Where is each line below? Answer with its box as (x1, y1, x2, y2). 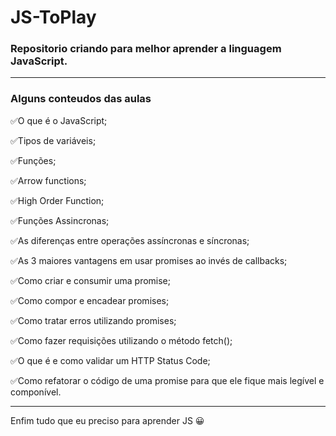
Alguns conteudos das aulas (10, 92, 152, 106)
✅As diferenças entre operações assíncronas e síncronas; (10, 234, 250, 246)
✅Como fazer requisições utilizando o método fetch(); (10, 334, 233, 346)
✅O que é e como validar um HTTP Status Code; (10, 354, 211, 366)
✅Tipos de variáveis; (10, 134, 97, 146)
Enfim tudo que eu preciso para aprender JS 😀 (10, 414, 205, 426)
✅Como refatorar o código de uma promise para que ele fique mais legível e (10, 374, 325, 386)
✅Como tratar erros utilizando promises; (10, 314, 177, 326)
